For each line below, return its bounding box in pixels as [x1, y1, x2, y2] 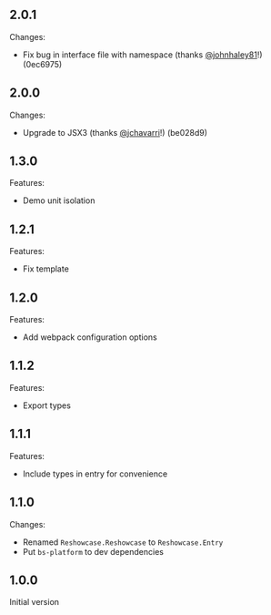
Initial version [9, 597, 60, 608]
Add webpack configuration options [22, 332, 157, 343]
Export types [22, 400, 71, 411]
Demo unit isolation [22, 195, 95, 206]
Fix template [22, 263, 70, 274]
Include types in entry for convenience [22, 468, 168, 479]
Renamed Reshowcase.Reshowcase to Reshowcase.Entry [22, 537, 224, 548]
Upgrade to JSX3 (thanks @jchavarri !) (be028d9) [22, 127, 207, 138]
